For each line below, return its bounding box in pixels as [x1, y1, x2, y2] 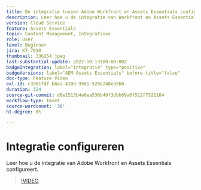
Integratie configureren [6, 140, 124, 153]
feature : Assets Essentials [6, 25, 77, 32]
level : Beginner [6, 42, 47, 48]
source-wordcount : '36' [6, 103, 66, 109]
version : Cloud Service [6, 20, 66, 26]
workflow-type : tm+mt [6, 97, 60, 103]
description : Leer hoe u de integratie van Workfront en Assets [6, 14, 170, 20]
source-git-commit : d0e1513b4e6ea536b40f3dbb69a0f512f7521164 [6, 92, 165, 98]
